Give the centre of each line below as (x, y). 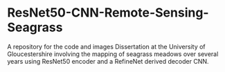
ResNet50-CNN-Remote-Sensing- (108, 13)
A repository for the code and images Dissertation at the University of (106, 46)
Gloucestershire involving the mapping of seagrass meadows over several (113, 54)
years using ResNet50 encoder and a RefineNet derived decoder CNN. (108, 61)
